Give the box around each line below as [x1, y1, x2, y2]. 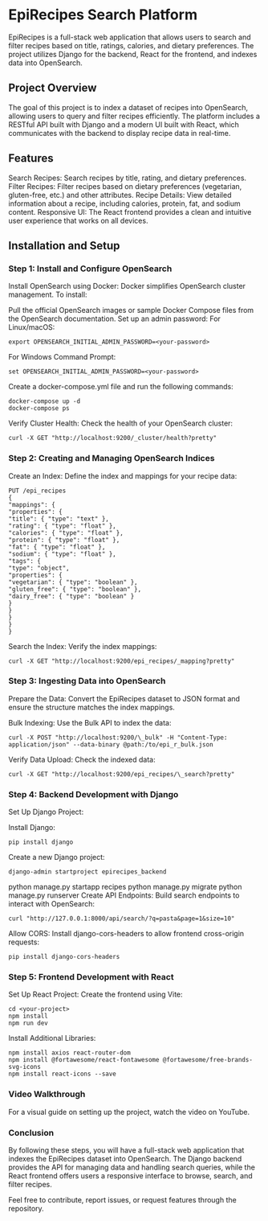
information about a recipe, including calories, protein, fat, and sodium [8, 199, 241, 208]
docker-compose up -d [8, 397, 81, 405]
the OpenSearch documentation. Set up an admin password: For [8, 314, 221, 323]
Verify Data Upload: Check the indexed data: [8, 754, 156, 764]
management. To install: [8, 290, 87, 299]
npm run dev [8, 1019, 48, 1027]
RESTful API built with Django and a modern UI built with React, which [8, 119, 239, 129]
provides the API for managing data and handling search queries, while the [8, 1162, 255, 1172]
